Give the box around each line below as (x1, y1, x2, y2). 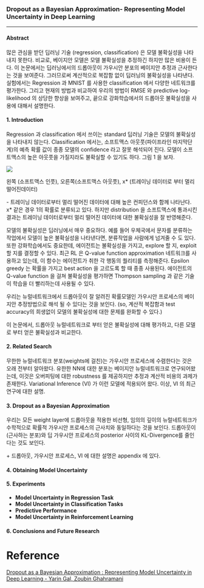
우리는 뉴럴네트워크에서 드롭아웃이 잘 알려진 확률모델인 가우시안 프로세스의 (6, 292, 183, 300)
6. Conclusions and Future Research (6, 527, 100, 534)
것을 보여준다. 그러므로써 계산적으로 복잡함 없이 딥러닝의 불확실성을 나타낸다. (12, 71, 194, 79)
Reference (6, 548, 59, 562)
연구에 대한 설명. (6, 388, 46, 395)
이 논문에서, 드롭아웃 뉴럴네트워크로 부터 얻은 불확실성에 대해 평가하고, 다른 (6, 321, 185, 328)
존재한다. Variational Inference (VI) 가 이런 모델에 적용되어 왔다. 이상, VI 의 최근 (6, 380, 196, 387)
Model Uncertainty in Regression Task (15, 494, 114, 501)
